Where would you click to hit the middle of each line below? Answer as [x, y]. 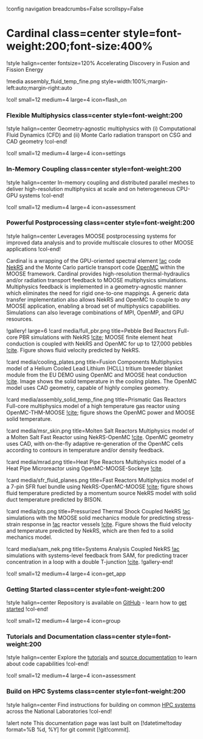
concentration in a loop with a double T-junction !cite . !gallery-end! [90, 561]
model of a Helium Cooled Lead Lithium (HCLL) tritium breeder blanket [95, 368]
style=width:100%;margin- [135, 81]
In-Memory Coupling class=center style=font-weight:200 [94, 169]
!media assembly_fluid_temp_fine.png [53, 81]
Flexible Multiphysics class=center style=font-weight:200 [95, 115]
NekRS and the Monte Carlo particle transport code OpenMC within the [95, 267]
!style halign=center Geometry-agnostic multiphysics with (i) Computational [101, 129]
